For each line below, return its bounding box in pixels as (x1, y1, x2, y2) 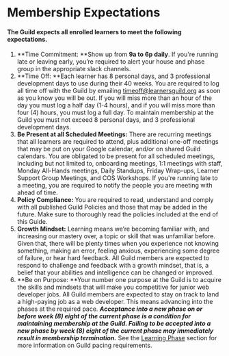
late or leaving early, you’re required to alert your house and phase (16, 58, 205, 66)
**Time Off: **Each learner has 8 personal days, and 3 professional (16, 72, 211, 80)
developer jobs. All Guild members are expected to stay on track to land (16, 290, 219, 298)
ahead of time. (16, 188, 58, 196)
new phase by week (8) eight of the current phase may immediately (16, 327, 214, 335)
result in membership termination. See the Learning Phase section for (16, 334, 217, 342)
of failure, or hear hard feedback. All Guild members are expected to (16, 254, 210, 262)
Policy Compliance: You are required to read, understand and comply (16, 196, 214, 204)
